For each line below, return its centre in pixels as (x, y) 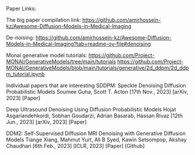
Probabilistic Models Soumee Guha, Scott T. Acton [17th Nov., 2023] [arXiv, (97, 92)
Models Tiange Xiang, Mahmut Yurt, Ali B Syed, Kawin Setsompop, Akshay (96, 140)
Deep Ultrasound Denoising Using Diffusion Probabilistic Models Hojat (91, 109)
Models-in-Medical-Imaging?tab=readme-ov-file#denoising (78, 44)
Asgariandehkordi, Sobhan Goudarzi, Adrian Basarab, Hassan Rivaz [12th (95, 116)
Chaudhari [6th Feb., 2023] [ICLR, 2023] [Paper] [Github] (75, 146)
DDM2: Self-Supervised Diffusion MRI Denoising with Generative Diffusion (96, 133)
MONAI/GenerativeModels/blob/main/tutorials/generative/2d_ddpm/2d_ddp (97, 68)
